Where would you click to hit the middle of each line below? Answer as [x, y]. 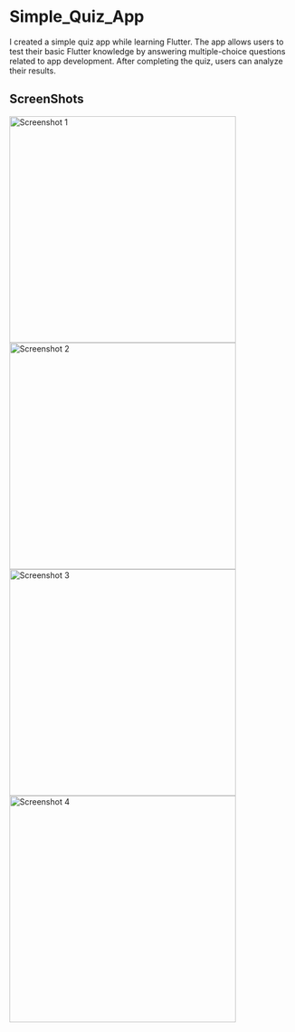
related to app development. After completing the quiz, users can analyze [146, 61]
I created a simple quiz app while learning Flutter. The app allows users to [147, 42]
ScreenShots [47, 99]
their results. [33, 71]
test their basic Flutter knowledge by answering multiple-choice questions [147, 51]
